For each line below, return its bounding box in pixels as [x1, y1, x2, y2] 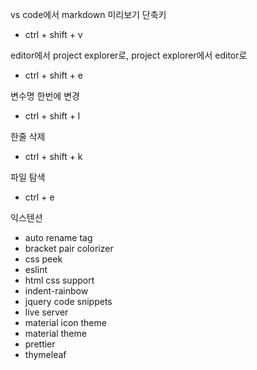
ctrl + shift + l [24, 110, 81, 122]
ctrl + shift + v [24, 29, 83, 40]
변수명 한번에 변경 [10, 90, 80, 102]
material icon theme [24, 317, 107, 328]
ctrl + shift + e [24, 69, 84, 81]
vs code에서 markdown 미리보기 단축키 [10, 9, 167, 20]
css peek [24, 253, 63, 265]
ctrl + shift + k [24, 151, 83, 162]
